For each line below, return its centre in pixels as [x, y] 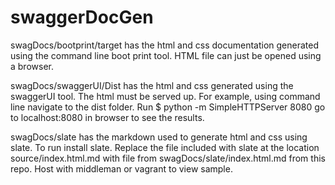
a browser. [32, 66]
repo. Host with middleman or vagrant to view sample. [121, 168]
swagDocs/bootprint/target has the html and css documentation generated [164, 45]
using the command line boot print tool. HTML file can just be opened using [166, 55]
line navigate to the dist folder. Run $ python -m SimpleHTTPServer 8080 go [168, 107]
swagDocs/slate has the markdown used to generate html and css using [159, 137]
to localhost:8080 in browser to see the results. [107, 117]
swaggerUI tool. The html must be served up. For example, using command [165, 96]
